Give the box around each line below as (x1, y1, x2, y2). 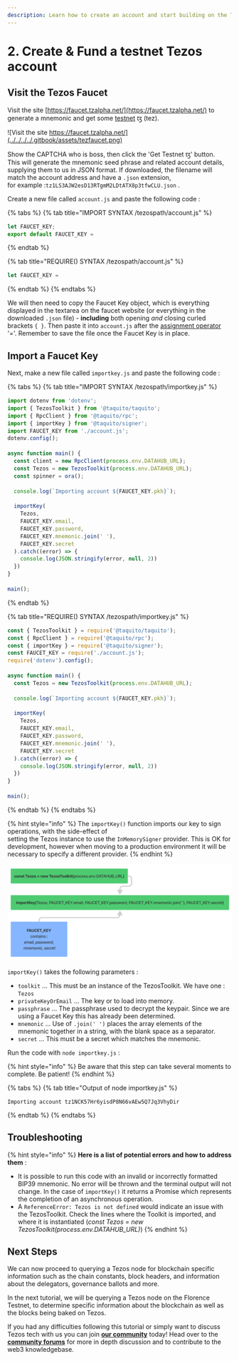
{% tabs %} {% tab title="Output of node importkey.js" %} (7, 1083, 178, 1092)
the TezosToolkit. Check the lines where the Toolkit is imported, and (17, 1210, 216, 1218)
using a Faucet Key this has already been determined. (17, 1011, 176, 1020)
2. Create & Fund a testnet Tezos (7, 43, 203, 59)
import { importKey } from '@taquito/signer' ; (7, 420, 148, 427)
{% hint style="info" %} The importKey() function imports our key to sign (7, 819, 222, 828)
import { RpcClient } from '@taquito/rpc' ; (7, 412, 139, 419)
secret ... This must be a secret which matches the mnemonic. (17, 1034, 201, 1043)
